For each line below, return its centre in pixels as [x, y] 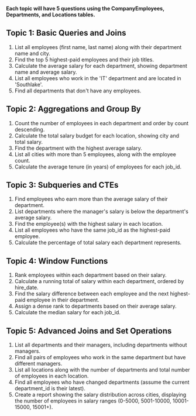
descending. [30, 129]
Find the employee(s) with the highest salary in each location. [89, 224]
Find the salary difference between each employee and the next [92, 294]
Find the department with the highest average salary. [78, 148]
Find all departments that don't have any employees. [78, 91]
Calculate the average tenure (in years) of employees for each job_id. [98, 167]
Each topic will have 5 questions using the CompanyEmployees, [85, 8]
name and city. [32, 53]
